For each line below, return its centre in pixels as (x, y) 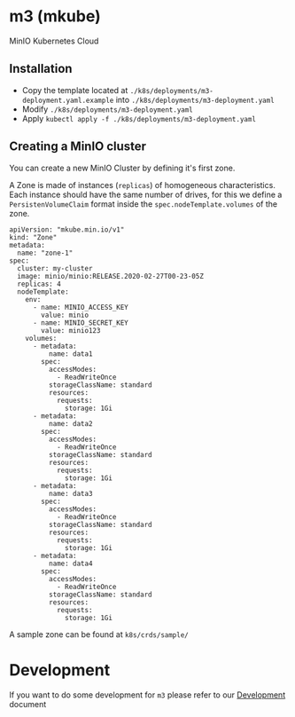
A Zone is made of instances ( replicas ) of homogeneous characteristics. (143, 185)
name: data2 (70, 423)
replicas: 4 (39, 284)
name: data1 (70, 354)
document (28, 704)
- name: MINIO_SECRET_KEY (80, 323)
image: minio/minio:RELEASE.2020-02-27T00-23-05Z (110, 276)
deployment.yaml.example (68, 100)
